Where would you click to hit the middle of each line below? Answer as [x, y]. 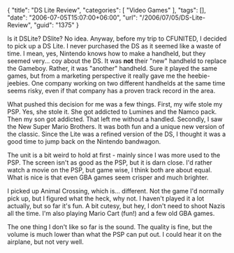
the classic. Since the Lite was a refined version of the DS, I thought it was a [117, 134]
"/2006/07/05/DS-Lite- [173, 18]
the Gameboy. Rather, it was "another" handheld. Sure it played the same [112, 68]
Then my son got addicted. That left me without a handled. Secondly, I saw [115, 119]
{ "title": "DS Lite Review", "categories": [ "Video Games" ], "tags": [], [107, 10]
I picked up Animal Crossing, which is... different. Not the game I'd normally [116, 191]
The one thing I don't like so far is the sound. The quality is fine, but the [110, 227]
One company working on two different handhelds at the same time [128, 83]
